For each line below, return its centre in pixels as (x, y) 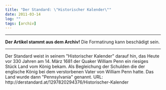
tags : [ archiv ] (21, 23)
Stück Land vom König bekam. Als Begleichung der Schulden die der (75, 66)
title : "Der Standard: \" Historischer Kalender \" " (58, 10)
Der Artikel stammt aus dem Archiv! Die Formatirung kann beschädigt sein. (83, 42)
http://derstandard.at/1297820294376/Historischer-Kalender (67, 82)
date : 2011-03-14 (23, 14)
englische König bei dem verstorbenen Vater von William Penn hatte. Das (80, 72)
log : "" (13, 19)
